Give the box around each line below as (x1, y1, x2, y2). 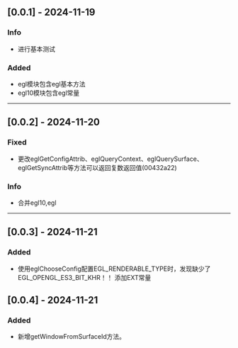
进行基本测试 (17, 45, 55, 53)
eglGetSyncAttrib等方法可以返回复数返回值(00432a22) (17, 163, 177, 172)
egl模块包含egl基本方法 (17, 79, 86, 88)
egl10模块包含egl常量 (17, 89, 80, 97)
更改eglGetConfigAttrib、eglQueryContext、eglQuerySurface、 (17, 155, 203, 163)
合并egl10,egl (17, 198, 57, 207)
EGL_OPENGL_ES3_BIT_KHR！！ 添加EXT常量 (17, 273, 152, 281)
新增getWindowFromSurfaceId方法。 (17, 332, 126, 341)
